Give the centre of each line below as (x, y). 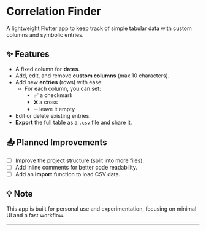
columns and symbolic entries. (45, 34)
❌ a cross (46, 102)
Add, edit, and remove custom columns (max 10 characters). (92, 76)
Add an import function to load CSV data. (68, 174)
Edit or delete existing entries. (53, 116)
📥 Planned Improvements (57, 143)
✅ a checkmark (53, 95)
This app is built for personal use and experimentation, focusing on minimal (101, 209)
